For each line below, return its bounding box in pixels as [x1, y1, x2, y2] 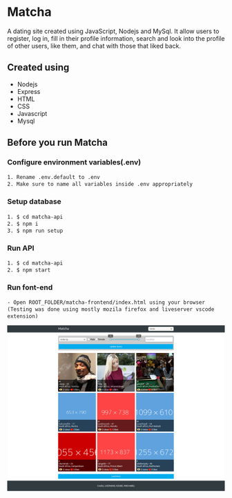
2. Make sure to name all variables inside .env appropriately [7, 181, 193, 188]
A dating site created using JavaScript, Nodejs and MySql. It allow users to [7, 27, 220, 35]
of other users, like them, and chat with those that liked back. [7, 41, 182, 50]
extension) [7, 313, 39, 320]
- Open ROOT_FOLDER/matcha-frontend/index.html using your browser [7, 299, 206, 306]
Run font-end [7, 282, 53, 292]
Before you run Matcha [7, 137, 108, 149]
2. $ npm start [7, 267, 51, 274]
